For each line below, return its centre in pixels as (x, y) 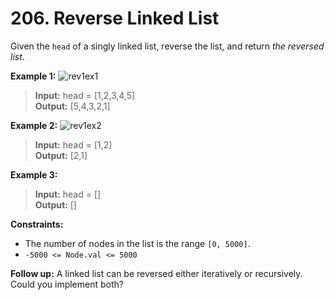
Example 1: (33, 76)
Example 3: (34, 174)
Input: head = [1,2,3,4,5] (85, 95)
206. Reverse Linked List (115, 18)
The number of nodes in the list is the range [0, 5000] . (137, 243)
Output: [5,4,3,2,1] (72, 106)
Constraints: (37, 224)
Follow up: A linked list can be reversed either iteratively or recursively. (156, 273)
